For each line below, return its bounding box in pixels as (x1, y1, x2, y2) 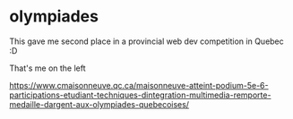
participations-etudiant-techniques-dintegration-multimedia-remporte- (9, 89, 271, 100)
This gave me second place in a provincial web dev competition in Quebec (9, 36, 284, 47)
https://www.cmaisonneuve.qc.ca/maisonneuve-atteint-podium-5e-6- (9, 80, 269, 90)
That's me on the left (9, 63, 87, 73)
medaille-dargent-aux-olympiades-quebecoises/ (9, 98, 190, 109)
